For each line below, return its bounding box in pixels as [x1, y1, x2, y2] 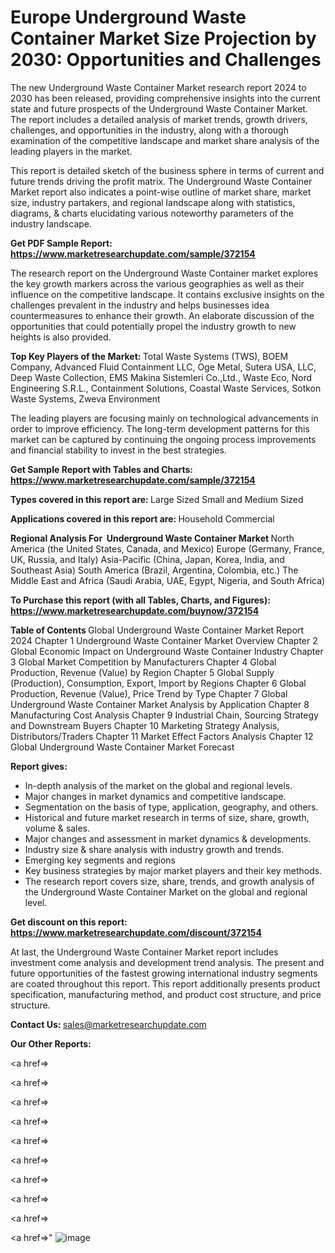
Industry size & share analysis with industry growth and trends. [24, 843, 285, 855]
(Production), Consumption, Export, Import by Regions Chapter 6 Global [10, 677, 307, 689]
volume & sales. [24, 822, 90, 834]
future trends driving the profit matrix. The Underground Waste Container [10, 175, 313, 187]
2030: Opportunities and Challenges [10, 49, 322, 71]
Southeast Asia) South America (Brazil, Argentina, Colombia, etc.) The [10, 564, 299, 576]
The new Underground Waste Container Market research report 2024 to [10, 81, 307, 93]
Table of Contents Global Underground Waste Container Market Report [10, 624, 305, 636]
